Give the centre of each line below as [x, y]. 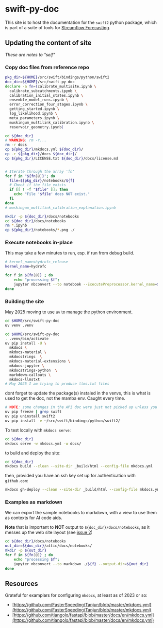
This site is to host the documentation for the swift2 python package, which [81, 22]
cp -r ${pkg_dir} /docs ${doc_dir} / [41, 154]
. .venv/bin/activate [27, 339]
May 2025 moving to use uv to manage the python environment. [69, 312]
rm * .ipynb [16, 225]
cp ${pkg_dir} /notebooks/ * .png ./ [40, 230]
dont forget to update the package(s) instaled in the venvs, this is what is [78, 393]
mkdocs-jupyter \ [27, 366]
